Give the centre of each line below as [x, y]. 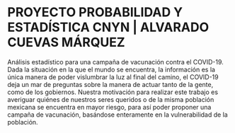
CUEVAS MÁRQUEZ [66, 42]
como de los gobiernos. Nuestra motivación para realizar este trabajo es [113, 92]
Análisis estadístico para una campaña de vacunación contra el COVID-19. [116, 62]
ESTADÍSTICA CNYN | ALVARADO [108, 27]
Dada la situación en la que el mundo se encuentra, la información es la [111, 69]
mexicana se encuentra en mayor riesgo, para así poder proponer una [109, 107]
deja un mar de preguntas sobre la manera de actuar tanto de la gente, [110, 84]
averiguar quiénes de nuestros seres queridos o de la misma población [111, 99]
